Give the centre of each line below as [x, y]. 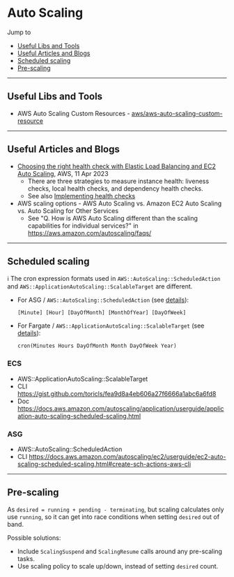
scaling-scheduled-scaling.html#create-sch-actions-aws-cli [104, 464]
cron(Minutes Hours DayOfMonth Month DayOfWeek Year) [97, 346]
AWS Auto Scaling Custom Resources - [73, 113]
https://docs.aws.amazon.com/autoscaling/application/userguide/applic [120, 408]
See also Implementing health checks [81, 196]
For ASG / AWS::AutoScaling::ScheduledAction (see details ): [103, 300]
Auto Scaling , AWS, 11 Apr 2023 [63, 173]
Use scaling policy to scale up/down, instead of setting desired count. [118, 566]
